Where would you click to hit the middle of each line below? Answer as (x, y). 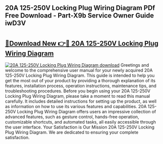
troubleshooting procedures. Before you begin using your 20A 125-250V (78, 91)
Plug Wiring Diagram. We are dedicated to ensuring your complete (72, 132)
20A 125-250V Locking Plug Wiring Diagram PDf (80, 8)
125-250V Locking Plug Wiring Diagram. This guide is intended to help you (80, 75)
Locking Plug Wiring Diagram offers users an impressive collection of (86, 112)
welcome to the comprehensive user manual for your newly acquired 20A (79, 70)
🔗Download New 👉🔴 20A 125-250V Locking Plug (82, 43)
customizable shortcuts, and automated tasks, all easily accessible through (81, 122)
